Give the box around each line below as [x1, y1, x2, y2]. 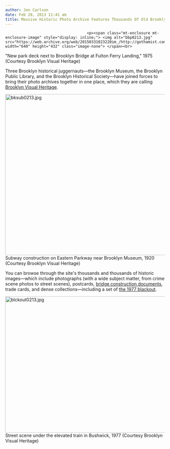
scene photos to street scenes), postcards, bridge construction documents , [5, 281, 163, 287]
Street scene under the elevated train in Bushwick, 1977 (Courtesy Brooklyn [5, 432, 163, 438]
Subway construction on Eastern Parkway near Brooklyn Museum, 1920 [5, 255, 155, 261]
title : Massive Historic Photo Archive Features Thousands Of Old [5, 17, 148, 22]
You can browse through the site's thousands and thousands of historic [5, 270, 154, 276]
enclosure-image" [5, 35, 42, 40]
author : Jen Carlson [5, 7, 49, 13]
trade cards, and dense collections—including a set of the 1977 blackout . [5, 287, 157, 293]
